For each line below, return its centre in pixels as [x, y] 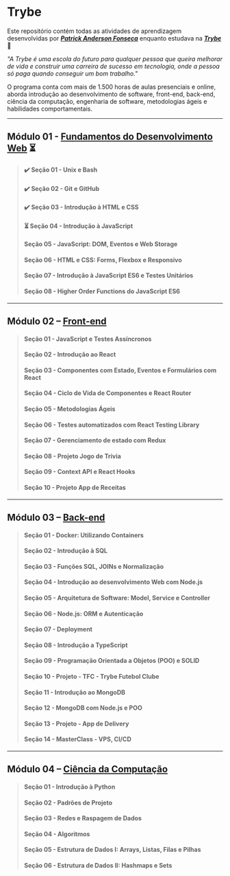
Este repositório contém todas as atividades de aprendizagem [94, 31]
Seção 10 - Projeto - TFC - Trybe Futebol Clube [91, 676]
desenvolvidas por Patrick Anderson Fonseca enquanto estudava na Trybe [114, 38]
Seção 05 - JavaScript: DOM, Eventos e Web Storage [101, 244]
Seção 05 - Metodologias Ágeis [69, 409]
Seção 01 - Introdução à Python [69, 787]
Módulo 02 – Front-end [57, 321]
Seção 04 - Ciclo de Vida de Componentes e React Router [107, 393]
